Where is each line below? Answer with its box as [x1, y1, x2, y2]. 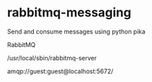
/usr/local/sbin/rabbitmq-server [7, 53, 97, 62]
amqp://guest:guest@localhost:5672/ [7, 67, 114, 75]
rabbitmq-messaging [7, 5, 131, 20]
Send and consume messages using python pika [7, 27, 146, 36]
